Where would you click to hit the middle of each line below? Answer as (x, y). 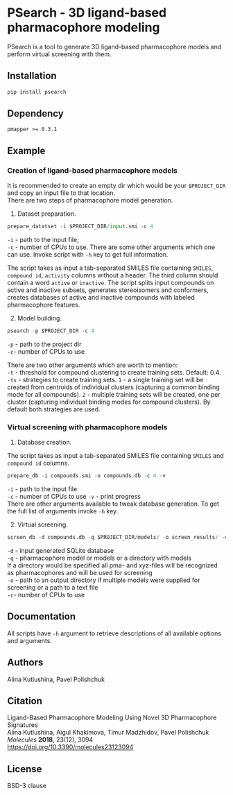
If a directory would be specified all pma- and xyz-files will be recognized (112, 565)
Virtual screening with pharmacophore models (87, 427)
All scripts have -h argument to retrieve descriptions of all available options (114, 633)
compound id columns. (38, 463)
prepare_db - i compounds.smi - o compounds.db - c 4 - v (87, 476)
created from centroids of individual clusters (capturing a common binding (113, 387)
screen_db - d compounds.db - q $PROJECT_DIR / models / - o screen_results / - (116, 538)
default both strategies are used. (54, 409)
